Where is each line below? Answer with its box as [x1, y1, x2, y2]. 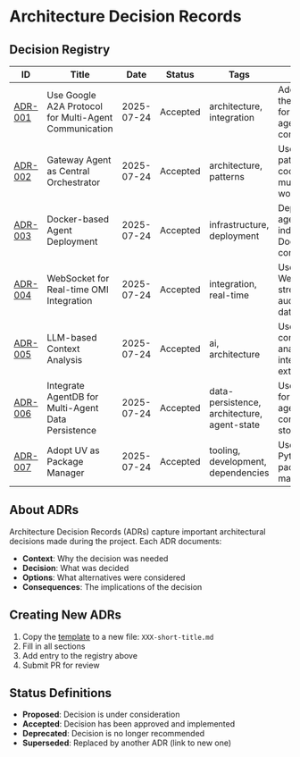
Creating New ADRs [9, 608, 122, 623]
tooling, [209, 444, 241, 457]
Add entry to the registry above [21, 650, 138, 660]
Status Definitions [9, 686, 112, 701]
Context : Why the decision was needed [21, 552, 169, 564]
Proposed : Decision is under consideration [21, 709, 180, 720]
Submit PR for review [21, 660, 100, 670]
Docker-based [46, 213, 110, 225]
